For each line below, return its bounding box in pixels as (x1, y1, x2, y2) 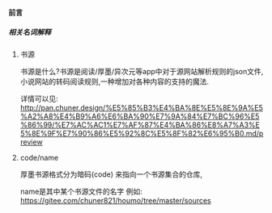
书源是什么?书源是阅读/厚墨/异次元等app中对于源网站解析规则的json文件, (19, 66, 264, 76)
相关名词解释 (8, 27, 51, 37)
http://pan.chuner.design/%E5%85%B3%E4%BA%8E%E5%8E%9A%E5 (19, 102, 263, 112)
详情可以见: (19, 94, 58, 103)
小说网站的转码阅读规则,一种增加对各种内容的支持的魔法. (19, 77, 209, 86)
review (19, 137, 43, 147)
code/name (19, 152, 59, 162)
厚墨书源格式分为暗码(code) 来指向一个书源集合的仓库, (19, 169, 203, 179)
